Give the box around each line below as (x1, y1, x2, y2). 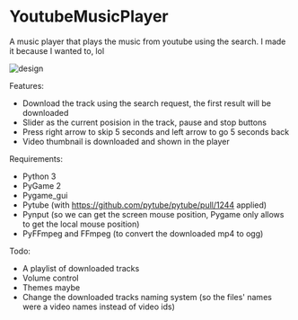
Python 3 (22, 171, 57, 182)
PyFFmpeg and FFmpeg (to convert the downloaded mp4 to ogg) (22, 227, 264, 239)
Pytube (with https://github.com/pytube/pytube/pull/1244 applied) (22, 200, 267, 210)
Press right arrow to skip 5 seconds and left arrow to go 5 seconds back (22, 126, 290, 137)
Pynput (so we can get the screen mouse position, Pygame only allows (22, 209, 285, 219)
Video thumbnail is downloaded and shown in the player (22, 136, 231, 147)
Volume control (22, 272, 79, 283)
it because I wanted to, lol (9, 45, 105, 56)
